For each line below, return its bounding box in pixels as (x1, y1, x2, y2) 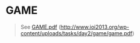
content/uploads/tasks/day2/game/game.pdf (20, 29, 133, 36)
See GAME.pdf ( (20, 23, 61, 30)
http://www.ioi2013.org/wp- (60, 23, 129, 30)
